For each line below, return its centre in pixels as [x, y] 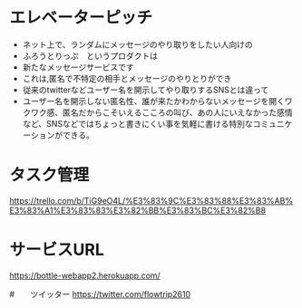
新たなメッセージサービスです [78, 67]
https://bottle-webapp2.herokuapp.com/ [85, 275]
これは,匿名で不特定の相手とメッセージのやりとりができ [127, 78]
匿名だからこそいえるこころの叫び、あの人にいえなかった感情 [177, 112]
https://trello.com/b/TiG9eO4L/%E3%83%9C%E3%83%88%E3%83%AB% [151, 200]
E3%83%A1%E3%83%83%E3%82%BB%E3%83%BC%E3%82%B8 [137, 210]
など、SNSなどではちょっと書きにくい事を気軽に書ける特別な [138, 123]
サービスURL [57, 250]
